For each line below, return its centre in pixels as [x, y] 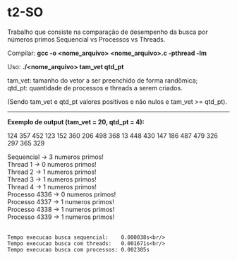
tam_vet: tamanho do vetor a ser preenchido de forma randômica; [103, 80]
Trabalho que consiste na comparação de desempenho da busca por [108, 32]
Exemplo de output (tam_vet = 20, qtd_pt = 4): [76, 122]
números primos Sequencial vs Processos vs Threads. [86, 39]
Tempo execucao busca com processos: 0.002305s [79, 249]
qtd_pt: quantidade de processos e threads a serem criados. [95, 88]
